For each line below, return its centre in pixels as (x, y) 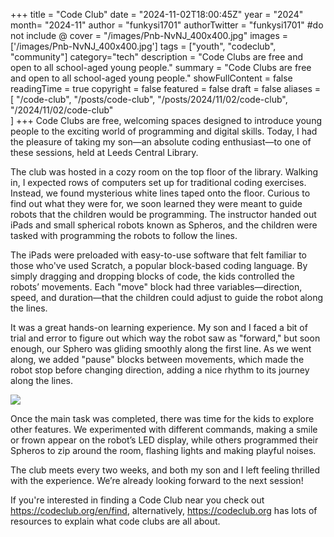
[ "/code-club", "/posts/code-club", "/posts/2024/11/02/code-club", (149, 99)
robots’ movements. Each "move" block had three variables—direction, (156, 287)
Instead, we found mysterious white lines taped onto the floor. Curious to (160, 193)
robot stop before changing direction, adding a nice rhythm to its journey (160, 370)
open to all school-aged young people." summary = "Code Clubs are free (161, 67)
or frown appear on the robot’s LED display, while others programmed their (164, 440)
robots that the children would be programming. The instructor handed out (163, 214)
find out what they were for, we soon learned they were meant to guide (156, 203)
